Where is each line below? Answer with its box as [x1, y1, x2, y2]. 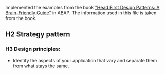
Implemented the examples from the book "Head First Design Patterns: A [5, 5, 160, 10]
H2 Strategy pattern [5, 30, 70, 39]
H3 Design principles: [5, 46, 61, 53]
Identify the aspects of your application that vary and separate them [12, 57, 157, 63]
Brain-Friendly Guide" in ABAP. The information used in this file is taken [5, 10, 157, 16]
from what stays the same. [12, 63, 69, 69]
